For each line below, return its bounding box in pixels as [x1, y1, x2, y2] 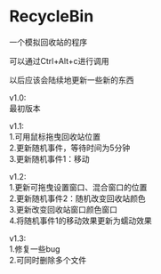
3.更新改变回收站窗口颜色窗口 [9, 204, 118, 214]
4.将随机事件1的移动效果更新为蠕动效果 [9, 215, 153, 226]
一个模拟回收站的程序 [9, 36, 87, 47]
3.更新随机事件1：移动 [9, 153, 91, 164]
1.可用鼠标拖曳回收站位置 [9, 131, 101, 141]
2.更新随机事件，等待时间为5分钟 [9, 142, 131, 153]
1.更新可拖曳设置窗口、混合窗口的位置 [9, 181, 148, 192]
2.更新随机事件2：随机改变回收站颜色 [9, 193, 147, 204]
